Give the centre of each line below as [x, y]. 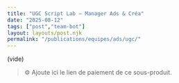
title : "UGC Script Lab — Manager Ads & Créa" [76, 13]
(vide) [16, 59]
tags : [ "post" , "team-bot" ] [46, 26]
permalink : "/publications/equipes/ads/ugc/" [74, 39]
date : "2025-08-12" [35, 20]
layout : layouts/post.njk [44, 33]
